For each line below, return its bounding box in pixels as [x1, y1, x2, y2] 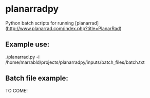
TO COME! [5, 87, 28, 93]
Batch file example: [5, 74, 68, 83]
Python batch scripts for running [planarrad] [5, 20, 99, 26]
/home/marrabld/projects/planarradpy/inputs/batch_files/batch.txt [5, 59, 145, 65]
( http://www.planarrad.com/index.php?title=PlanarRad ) [5, 25, 122, 31]
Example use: [5, 40, 50, 49]
